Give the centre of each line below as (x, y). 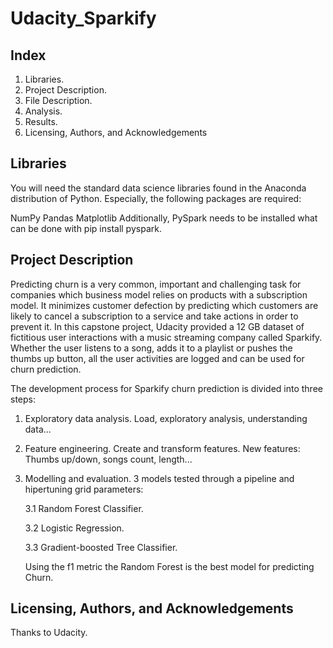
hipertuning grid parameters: (84, 489)
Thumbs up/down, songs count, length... (108, 459)
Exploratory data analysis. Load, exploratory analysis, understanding (166, 418)
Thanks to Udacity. (49, 633)
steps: (23, 399)
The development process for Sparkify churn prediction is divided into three (166, 388)
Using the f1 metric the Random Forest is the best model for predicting (169, 566)
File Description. (58, 100)
